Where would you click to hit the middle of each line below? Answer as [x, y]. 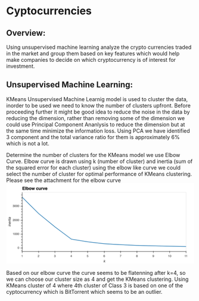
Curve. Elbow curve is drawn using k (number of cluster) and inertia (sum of [99, 161]
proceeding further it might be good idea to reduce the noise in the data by [98, 112]
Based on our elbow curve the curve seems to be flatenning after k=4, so [96, 273]
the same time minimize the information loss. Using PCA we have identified [98, 131]
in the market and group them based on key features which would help [93, 54]
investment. [21, 66]
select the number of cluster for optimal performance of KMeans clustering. [99, 174]
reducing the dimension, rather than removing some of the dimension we [96, 118]
